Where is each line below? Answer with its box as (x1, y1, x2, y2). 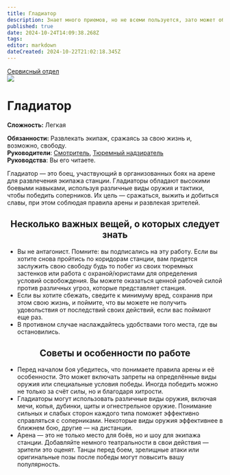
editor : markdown (7, 42, 57, 49)
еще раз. (16, 313, 43, 321)
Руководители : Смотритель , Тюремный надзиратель (7, 148, 164, 157)
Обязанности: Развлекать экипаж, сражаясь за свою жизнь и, (7, 134, 192, 142)
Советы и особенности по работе (39, 347, 191, 359)
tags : (7, 36, 23, 43)
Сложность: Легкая (7, 121, 66, 129)
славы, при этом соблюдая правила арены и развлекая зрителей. (7, 198, 201, 207)
